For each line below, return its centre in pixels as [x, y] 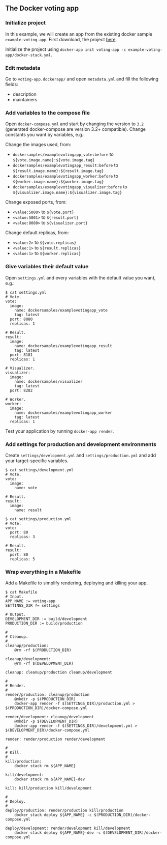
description [24, 94]
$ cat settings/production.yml [38, 519]
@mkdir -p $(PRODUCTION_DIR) [45, 699]
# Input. [14, 597]
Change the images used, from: [38, 145]
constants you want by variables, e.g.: [45, 135]
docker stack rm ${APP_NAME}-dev [50, 779]
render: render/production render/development [55, 739]
